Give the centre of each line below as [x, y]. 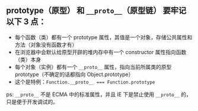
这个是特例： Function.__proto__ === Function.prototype [85, 81]
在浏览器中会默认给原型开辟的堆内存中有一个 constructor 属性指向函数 [100, 52]
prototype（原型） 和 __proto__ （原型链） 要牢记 [96, 11]
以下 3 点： [26, 22]
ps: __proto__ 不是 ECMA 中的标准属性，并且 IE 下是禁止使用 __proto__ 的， [99, 94]
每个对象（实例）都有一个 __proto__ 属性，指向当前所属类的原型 [93, 66]
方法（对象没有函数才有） [46, 45]
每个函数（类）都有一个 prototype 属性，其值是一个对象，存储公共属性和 [103, 37]
